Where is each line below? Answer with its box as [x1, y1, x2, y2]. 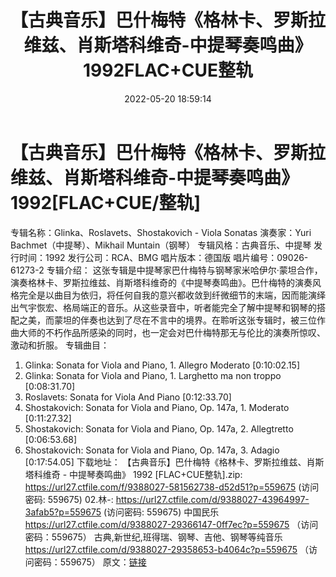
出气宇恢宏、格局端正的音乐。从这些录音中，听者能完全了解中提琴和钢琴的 [10, 301, 317, 313]
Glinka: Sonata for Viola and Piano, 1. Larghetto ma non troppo [24, 369, 282, 381]
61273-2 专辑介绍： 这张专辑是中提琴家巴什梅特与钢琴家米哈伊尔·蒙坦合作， [10, 264, 323, 276]
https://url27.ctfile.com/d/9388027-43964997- [115, 493, 310, 505]
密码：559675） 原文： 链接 [33, 556, 147, 568]
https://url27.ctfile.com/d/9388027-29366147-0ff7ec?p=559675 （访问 [24, 518, 319, 530]
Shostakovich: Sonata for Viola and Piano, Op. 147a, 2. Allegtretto [24, 422, 294, 435]
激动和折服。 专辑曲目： [10, 339, 110, 351]
